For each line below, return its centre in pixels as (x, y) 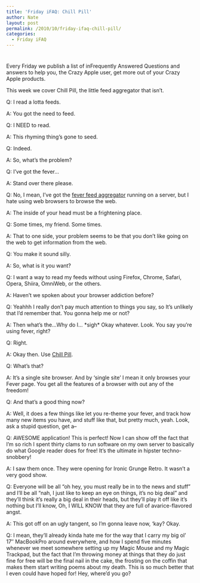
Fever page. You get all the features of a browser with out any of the (90, 384)
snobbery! (19, 457)
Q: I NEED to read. (28, 125)
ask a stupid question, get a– (41, 427)
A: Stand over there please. (40, 183)
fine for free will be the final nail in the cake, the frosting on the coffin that (97, 561)
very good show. (27, 475)
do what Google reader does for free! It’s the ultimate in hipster (84, 451)
